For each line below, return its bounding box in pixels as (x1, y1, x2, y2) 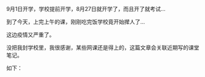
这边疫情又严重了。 (6, 31, 55, 38)
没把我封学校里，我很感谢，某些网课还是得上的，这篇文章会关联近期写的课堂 (6, 44, 199, 51)
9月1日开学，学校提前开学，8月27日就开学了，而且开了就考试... (6, 5, 166, 12)
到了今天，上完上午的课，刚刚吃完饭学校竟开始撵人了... (6, 18, 146, 25)
